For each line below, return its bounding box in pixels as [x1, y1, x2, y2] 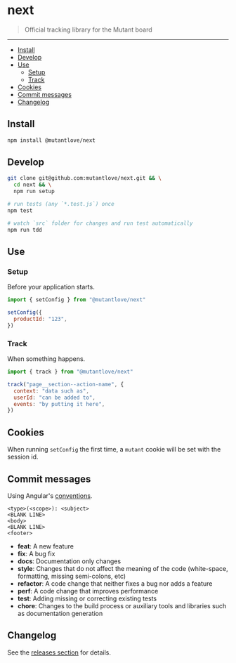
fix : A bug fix [17, 549, 55, 558]
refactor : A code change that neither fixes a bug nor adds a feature [17, 579, 213, 588]
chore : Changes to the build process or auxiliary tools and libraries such [17, 601, 227, 610]
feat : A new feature [17, 541, 74, 550]
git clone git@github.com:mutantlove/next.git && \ [7, 175, 162, 182]
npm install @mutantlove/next [7, 136, 96, 144]
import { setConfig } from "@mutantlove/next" [7, 296, 146, 303]
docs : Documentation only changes [17, 557, 122, 565]
